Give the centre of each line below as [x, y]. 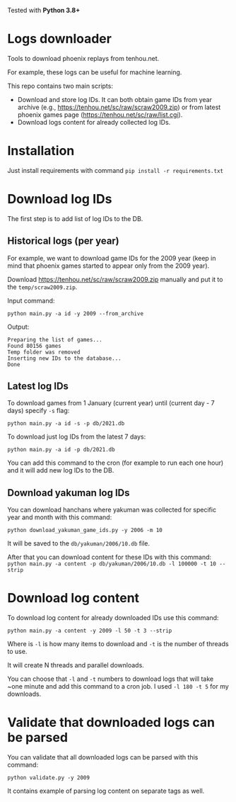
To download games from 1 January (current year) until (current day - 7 [111, 403]
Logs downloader [59, 39]
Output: [18, 327]
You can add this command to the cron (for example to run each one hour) [116, 463]
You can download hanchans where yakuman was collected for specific [112, 510]
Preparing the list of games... [55, 339]
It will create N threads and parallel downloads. [76, 665]
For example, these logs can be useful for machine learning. [95, 72]
